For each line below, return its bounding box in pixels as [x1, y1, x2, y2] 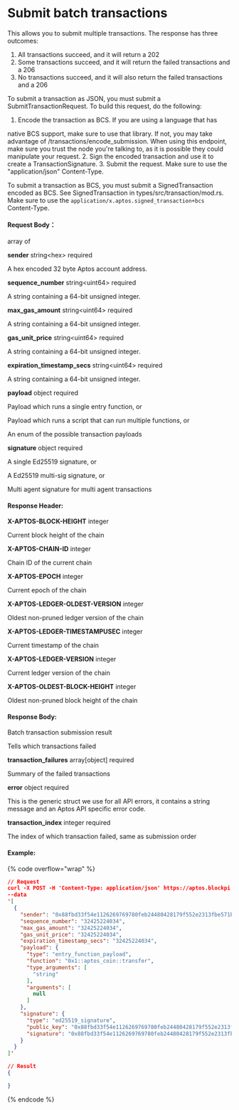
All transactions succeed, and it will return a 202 [17, 50, 160, 58]
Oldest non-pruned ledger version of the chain [7, 614, 144, 622]
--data [7, 891, 27, 899]
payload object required [7, 388, 78, 397]
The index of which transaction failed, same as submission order [7, 832, 197, 840]
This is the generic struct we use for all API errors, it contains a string [7, 797, 211, 806]
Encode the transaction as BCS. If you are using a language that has [17, 115, 218, 124]
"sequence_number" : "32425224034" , [20, 917, 126, 925]
